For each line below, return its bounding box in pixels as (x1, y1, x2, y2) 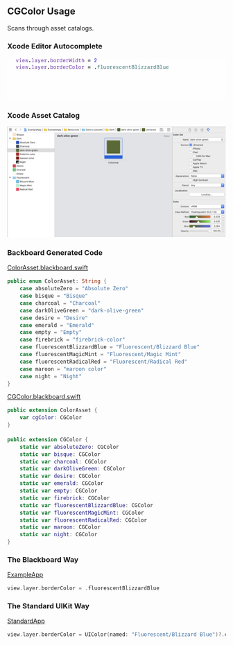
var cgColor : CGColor (19, 414, 82, 421)
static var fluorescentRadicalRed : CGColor (19, 516, 148, 524)
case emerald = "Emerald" (19, 321, 95, 328)
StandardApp (7, 617, 45, 626)
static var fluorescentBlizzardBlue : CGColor (19, 502, 154, 509)
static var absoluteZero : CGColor (19, 443, 119, 450)
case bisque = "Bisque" (19, 292, 89, 299)
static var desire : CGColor (19, 472, 101, 480)
